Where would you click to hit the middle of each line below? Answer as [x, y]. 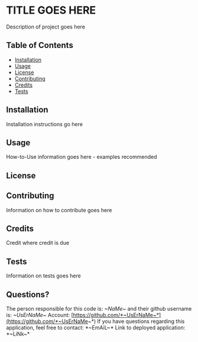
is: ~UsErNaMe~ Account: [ [40, 315]
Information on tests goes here [43, 276]
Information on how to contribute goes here [59, 210]
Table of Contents [40, 45]
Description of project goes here [46, 27]
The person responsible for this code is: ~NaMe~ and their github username [99, 309]
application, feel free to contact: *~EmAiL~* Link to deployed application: [96, 328]
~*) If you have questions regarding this [136, 321]
